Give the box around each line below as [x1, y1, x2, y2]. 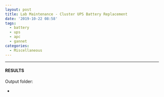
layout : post [5, 7, 32, 12]
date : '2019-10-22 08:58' [5, 16, 58, 21]
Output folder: [5, 78, 33, 84]
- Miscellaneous [9, 48, 42, 53]
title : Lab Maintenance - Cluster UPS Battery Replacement [5, 12, 128, 17]
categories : [5, 43, 29, 48]
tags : [5, 20, 16, 26]
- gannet [9, 39, 27, 44]
